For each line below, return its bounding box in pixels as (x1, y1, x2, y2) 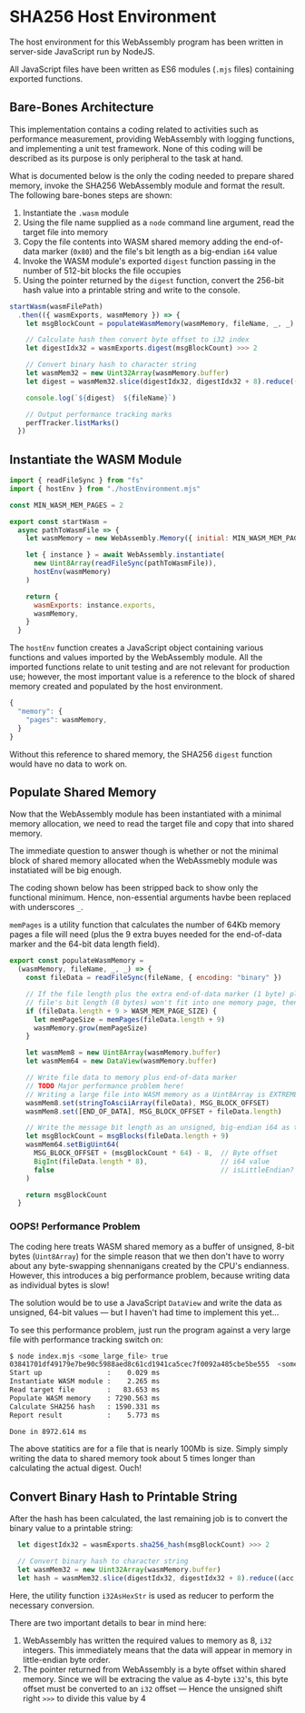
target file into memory (22, 226, 109, 237)
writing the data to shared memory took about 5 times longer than (9, 1453, 256, 1464)
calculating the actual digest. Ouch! (9, 1462, 143, 1473)
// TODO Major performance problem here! (25, 1081, 184, 1091)
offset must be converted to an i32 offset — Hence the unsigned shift (22, 1683, 283, 1694)
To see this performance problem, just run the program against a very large (9, 1324, 291, 1335)
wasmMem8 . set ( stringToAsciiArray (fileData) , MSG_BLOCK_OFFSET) (25, 1098, 271, 1107)
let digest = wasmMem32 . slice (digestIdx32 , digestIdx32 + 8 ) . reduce (25, 377, 290, 386)
